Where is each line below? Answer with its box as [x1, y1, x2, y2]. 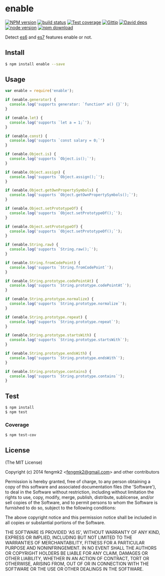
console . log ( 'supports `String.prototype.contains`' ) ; [9, 374, 125, 379]
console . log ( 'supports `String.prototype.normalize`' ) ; [9, 301, 127, 307]
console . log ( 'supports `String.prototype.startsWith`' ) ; [9, 337, 129, 343]
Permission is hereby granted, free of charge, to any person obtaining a [5, 478, 151, 485]
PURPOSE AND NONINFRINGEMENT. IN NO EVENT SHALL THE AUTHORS [5, 545, 157, 551]
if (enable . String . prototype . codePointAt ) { [5, 278, 98, 283]
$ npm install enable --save [5, 61, 65, 67]
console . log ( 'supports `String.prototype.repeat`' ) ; [9, 319, 121, 324]
